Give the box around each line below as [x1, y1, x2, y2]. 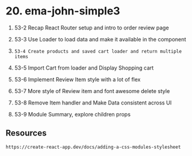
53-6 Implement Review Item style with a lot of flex [14, 76, 141, 83]
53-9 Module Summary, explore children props [14, 110, 131, 118]
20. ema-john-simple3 [5, 4, 120, 18]
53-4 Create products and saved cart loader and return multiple [14, 48, 182, 55]
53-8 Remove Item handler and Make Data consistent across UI [14, 99, 172, 106]
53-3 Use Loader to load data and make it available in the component [14, 35, 187, 43]
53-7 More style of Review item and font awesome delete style [14, 87, 170, 94]
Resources [5, 128, 47, 139]
